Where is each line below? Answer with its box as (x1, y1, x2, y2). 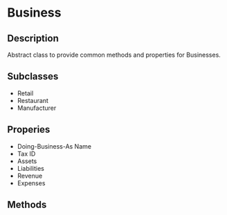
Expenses (17, 178, 46, 187)
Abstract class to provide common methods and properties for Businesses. (7, 50, 221, 59)
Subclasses (7, 71, 59, 82)
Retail (17, 88, 34, 97)
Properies (7, 124, 51, 135)
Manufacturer (17, 104, 57, 112)
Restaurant (17, 96, 48, 104)
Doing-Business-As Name (17, 142, 92, 150)
